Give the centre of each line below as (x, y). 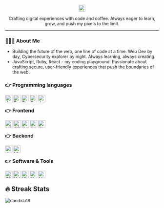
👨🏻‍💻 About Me (22, 40)
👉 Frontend (20, 111)
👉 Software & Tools (29, 161)
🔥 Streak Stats (27, 189)
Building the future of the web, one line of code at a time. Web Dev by (82, 52)
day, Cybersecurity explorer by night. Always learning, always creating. (84, 57)
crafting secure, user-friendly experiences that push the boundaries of (83, 67)
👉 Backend (20, 135)
